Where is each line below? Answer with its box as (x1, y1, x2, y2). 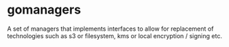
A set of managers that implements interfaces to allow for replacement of (7, 25, 214, 33)
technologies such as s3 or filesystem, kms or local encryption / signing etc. (7, 31, 223, 40)
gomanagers (7, 2, 81, 18)
